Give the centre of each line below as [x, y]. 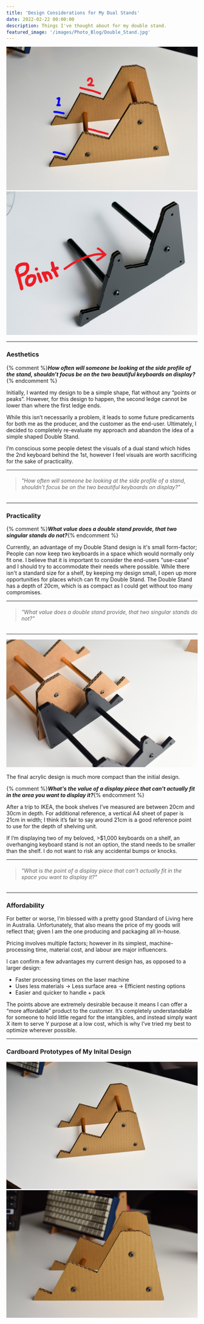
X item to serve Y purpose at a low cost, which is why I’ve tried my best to [99, 1024]
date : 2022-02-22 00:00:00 [40, 19]
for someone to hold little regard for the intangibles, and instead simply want [102, 1017]
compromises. [24, 592]
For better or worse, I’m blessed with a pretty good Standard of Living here [100, 919]
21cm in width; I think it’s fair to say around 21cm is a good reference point [99, 820]
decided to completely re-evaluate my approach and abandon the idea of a [100, 430]
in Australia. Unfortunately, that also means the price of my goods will [93, 925]
